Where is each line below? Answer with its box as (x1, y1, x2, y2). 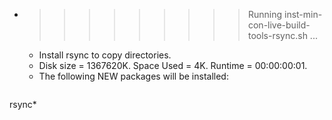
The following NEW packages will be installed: (38, 70, 229, 82)
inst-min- (283, 9, 323, 20)
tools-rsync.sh (247, 30, 308, 41)
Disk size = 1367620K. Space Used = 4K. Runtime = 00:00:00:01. (38, 60, 308, 71)
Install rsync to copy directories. (38, 49, 172, 61)
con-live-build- (247, 19, 311, 31)
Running (247, 9, 283, 20)
